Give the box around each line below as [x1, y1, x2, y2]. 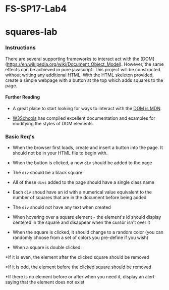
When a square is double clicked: [12, 245, 82, 251]
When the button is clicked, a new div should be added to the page [12, 160, 152, 166]
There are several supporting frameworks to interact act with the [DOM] [5, 56, 155, 62]
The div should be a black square [12, 170, 83, 176]
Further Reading [5, 94, 40, 100]
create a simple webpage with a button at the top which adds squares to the [5, 77, 163, 83]
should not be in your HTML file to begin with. [12, 150, 108, 156]
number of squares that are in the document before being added [12, 195, 147, 201]
